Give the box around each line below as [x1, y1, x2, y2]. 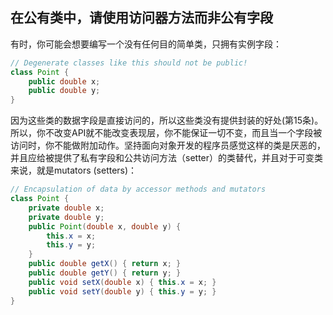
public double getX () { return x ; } [28, 259, 182, 269]
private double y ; [28, 212, 105, 222]
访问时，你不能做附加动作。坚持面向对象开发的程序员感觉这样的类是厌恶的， [10, 139, 326, 152]
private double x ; [28, 203, 105, 213]
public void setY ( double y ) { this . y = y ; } [28, 286, 217, 297]
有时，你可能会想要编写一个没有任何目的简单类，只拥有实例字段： [10, 38, 282, 50]
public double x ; [28, 76, 101, 87]
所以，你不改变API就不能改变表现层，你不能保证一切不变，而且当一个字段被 [10, 127, 323, 139]
